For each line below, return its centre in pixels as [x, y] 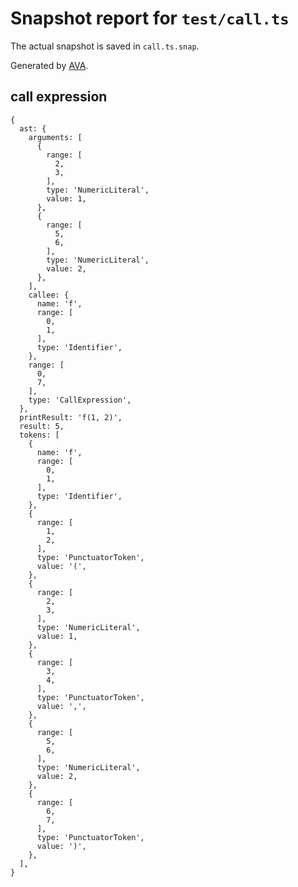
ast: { [33, 128]
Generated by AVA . [49, 65]
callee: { [49, 295]
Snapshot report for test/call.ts [150, 18]
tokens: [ [39, 435]
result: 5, [42, 426]
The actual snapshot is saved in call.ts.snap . [105, 46]
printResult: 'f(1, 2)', [71, 417]
